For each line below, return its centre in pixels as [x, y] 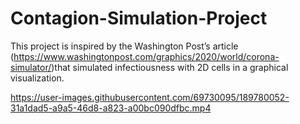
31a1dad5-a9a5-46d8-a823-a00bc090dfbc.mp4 [111, 108]
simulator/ [31, 67]
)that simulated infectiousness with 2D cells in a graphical [170, 67]
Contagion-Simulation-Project [139, 18]
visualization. [37, 78]
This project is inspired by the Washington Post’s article [124, 46]
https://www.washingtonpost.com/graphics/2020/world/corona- [146, 56]
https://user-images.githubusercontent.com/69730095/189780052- [150, 97]
